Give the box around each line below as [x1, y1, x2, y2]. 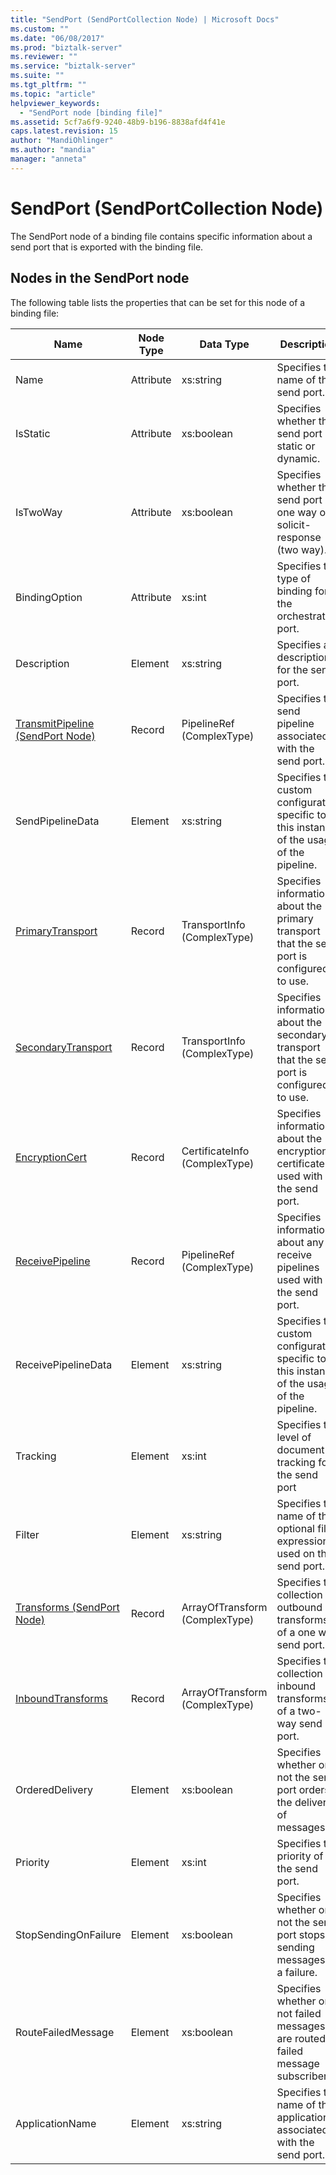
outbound [276, 1600, 323, 1614]
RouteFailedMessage [15, 2025, 115, 2039]
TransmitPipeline [15, 716, 95, 730]
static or [276, 439, 316, 453]
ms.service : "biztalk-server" [10, 61, 137, 71]
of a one [276, 1625, 317, 1639]
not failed [276, 2006, 322, 2020]
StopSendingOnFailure [15, 1927, 122, 1941]
